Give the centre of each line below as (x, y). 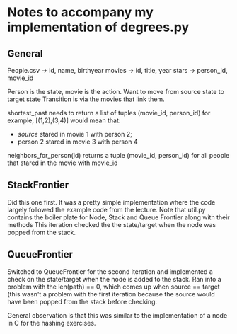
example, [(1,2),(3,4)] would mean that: (64, 120)
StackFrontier (38, 185)
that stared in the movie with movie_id (63, 163)
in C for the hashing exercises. (52, 323)
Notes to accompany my (80, 12)
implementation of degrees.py (98, 27)
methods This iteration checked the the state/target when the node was (112, 224)
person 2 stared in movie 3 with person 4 (77, 142)
